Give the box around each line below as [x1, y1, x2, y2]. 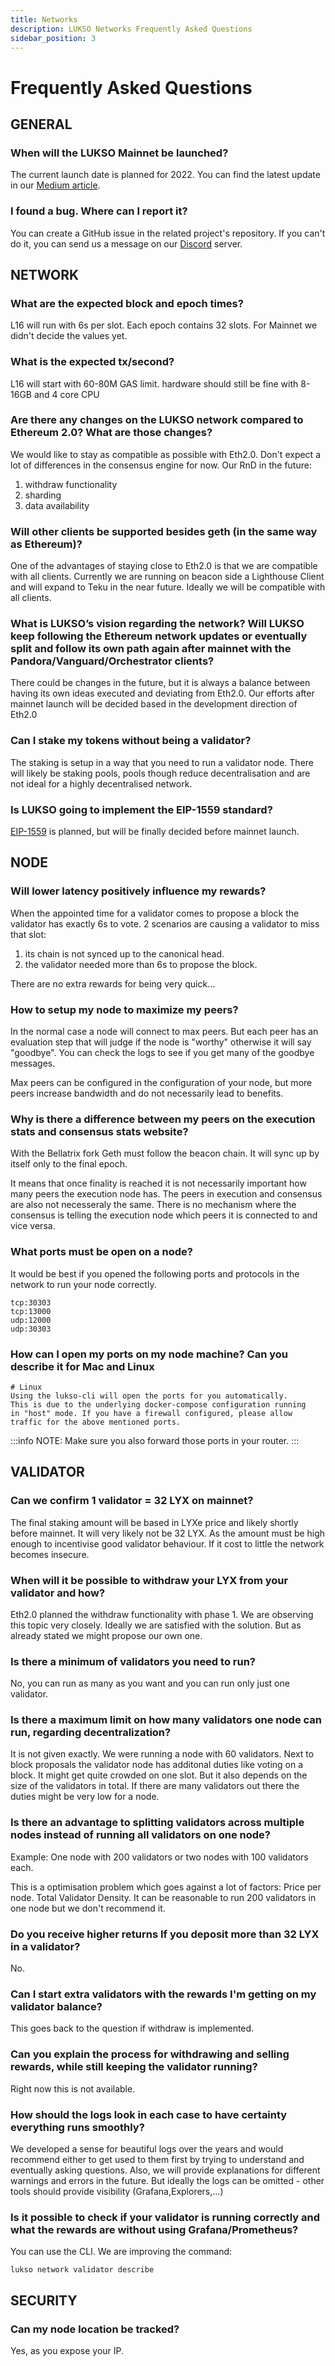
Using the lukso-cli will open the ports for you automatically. [10, 1391, 288, 1401]
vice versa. [10, 1220, 56, 1232]
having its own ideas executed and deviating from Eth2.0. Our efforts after [10, 687, 315, 700]
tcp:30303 [10, 1297, 52, 1308]
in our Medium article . [10, 179, 101, 191]
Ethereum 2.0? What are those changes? [10, 426, 213, 440]
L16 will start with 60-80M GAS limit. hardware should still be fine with [10, 377, 299, 390]
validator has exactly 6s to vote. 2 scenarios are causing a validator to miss [10, 917, 320, 930]
